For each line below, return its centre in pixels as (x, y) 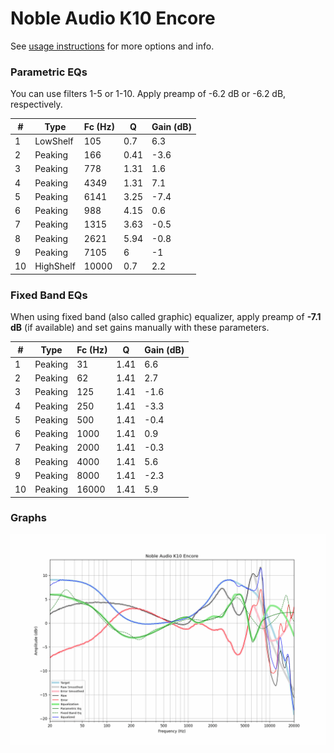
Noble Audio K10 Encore (113, 18)
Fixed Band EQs (49, 295)
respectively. (36, 104)
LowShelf (54, 141)
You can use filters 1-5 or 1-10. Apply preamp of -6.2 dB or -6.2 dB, (148, 94)
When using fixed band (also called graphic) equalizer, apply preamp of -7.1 (166, 317)
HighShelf (55, 266)
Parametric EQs (49, 72)
